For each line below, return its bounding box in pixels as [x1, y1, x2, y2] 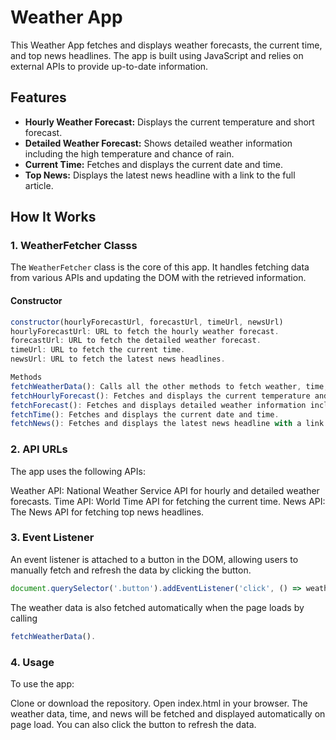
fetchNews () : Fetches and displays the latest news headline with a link [10, 419, 325, 429]
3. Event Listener [10, 531, 95, 545]
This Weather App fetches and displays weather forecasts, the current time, [10, 39, 323, 51]
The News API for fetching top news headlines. [10, 506, 205, 518]
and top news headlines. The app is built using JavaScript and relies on [10, 49, 304, 61]
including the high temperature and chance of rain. [24, 147, 235, 160]
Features [10, 89, 67, 106]
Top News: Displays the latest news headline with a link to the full [24, 169, 296, 181]
